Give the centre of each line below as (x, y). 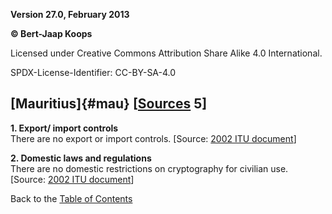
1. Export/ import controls (64, 128)
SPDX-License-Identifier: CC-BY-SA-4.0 (93, 72)
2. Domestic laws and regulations (81, 158)
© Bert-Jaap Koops (51, 33)
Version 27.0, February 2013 (70, 14)
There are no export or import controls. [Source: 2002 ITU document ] (153, 138)
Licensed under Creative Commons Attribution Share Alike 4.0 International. (166, 53)
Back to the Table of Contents (71, 198)
